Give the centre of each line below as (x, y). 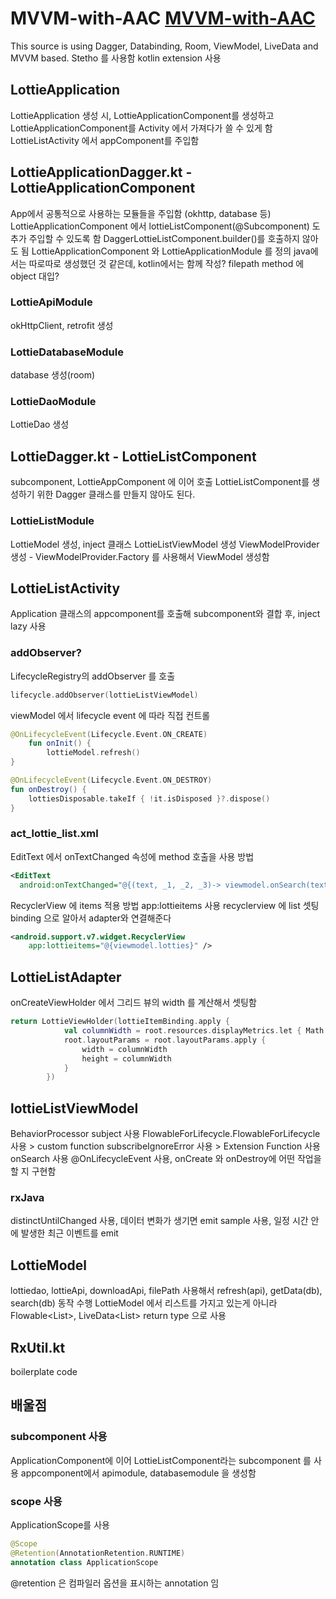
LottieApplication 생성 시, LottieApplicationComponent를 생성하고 (142, 115)
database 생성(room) (53, 375)
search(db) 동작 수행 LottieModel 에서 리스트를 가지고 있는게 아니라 (144, 1303)
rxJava (27, 1198)
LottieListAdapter (66, 977)
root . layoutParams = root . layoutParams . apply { (165, 1040)
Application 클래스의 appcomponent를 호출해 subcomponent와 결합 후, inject (165, 614)
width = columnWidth (124, 1049)
